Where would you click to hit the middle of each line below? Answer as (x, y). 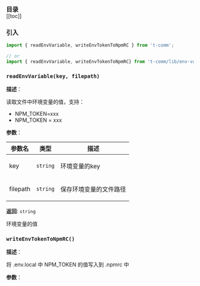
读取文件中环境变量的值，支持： (45, 102)
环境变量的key (80, 167)
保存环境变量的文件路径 (93, 189)
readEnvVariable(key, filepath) (53, 76)
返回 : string (21, 211)
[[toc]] (14, 16)
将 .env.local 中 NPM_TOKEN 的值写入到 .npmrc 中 (68, 265)
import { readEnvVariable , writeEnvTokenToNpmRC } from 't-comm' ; (90, 45)
